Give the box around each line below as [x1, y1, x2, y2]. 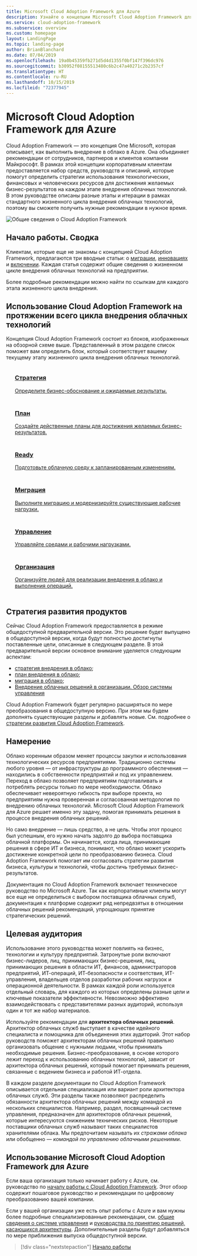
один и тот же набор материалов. [6, 1007, 91, 1014]
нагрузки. [14, 505, 39, 512]
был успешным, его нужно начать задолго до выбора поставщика [6, 832, 172, 839]
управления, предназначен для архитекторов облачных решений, [6, 1111, 172, 1118]
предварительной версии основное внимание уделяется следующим [6, 647, 181, 654]
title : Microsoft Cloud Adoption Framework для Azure [6, 8, 141, 15]
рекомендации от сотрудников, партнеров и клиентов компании [6, 154, 169, 161]
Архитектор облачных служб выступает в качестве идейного [6, 1024, 160, 1031]
